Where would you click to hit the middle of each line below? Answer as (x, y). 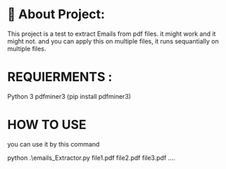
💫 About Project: (56, 14)
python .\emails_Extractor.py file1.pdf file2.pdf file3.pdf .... (92, 158)
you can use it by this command (54, 144)
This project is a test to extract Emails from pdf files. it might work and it (112, 34)
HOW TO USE (47, 125)
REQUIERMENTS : (60, 77)
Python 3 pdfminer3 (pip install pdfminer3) (69, 96)
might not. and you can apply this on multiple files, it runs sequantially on (113, 41)
